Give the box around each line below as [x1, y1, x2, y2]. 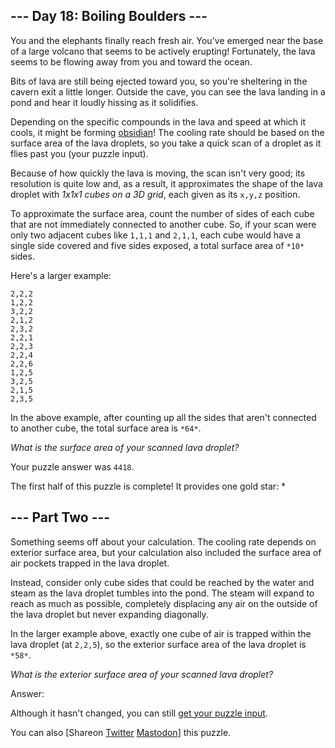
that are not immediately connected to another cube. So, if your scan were [10, 218, 317, 230]
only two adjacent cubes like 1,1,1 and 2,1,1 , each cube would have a [10, 229, 302, 241]
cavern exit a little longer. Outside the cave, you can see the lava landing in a [10, 85, 326, 98]
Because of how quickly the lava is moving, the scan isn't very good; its [10, 167, 306, 179]
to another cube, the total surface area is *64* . [10, 422, 202, 434]
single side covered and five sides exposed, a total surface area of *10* [10, 239, 305, 251]
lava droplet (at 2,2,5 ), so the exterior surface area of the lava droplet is [10, 638, 307, 650]
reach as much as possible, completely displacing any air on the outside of [10, 597, 318, 609]
